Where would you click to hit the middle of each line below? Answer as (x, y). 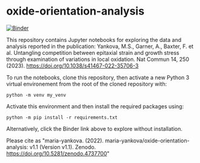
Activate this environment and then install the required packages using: (95, 106)
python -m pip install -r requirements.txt (62, 117)
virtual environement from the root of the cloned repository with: (87, 84)
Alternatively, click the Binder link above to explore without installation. (95, 128)
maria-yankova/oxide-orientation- (147, 140)
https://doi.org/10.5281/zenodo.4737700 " (58, 153)
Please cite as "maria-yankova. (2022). (55, 140)
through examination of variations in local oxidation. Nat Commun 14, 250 (98, 59)
